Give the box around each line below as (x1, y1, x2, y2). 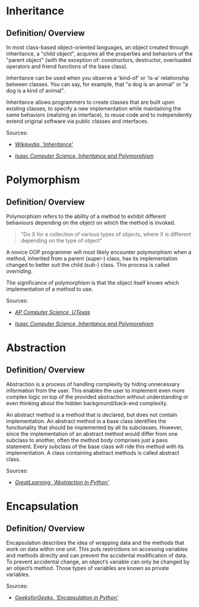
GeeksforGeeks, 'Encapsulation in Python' (14, 594, 119, 601)
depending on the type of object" (20, 237, 103, 244)
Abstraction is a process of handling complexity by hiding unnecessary (6, 381, 180, 387)
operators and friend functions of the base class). (6, 63, 128, 70)
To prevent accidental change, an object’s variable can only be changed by (6, 558, 190, 565)
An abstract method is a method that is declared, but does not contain (6, 411, 178, 418)
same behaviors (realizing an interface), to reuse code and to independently (6, 112, 192, 118)
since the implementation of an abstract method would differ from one (6, 430, 178, 437)
